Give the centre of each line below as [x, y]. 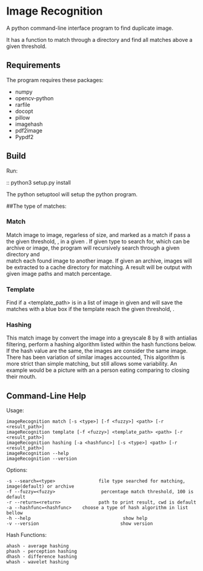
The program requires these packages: [55, 80]
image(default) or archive [40, 487]
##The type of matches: [36, 206]
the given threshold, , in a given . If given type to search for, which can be [98, 241]
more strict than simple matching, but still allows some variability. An [92, 364]
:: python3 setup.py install [38, 182]
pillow [22, 117]
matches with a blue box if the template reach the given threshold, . [90, 309]
